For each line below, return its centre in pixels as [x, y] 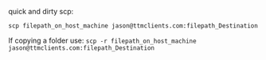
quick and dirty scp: [41, 11]
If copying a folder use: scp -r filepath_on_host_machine [102, 40]
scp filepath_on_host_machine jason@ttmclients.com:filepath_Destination [133, 26]
